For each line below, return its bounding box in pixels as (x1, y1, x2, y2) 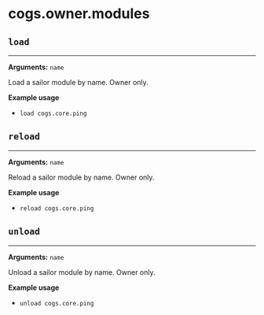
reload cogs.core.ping (19, 204, 94, 213)
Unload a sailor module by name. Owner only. (8, 267, 156, 276)
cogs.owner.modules (8, 5, 150, 23)
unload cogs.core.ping (19, 299, 94, 307)
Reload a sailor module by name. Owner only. (8, 172, 155, 182)
